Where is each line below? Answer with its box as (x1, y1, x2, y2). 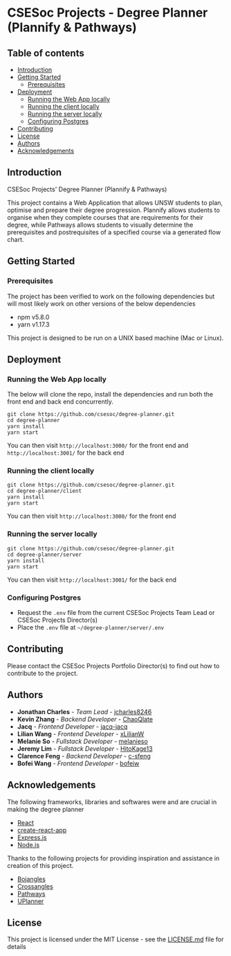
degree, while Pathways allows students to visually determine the (7, 220, 194, 229)
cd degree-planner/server (7, 551, 82, 558)
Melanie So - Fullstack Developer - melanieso (17, 737, 149, 745)
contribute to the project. (7, 669, 78, 677)
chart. (7, 235, 24, 243)
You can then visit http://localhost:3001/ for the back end (7, 575, 176, 584)
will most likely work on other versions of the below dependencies (7, 299, 196, 308)
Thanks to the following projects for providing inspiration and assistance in (7, 854, 220, 862)
